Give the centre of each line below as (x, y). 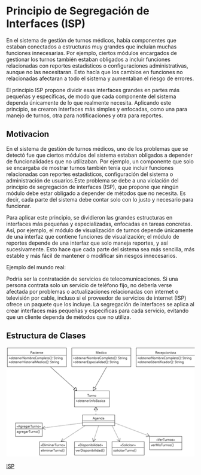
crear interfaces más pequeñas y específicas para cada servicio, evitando (98, 310)
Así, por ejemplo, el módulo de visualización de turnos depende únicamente (100, 230)
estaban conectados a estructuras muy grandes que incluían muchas (92, 47)
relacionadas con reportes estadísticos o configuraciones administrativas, (97, 66)
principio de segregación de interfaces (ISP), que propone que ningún (92, 187)
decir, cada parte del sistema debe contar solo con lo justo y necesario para (100, 199)
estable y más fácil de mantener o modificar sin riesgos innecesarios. (92, 255)
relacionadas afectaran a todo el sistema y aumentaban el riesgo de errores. (100, 78)
